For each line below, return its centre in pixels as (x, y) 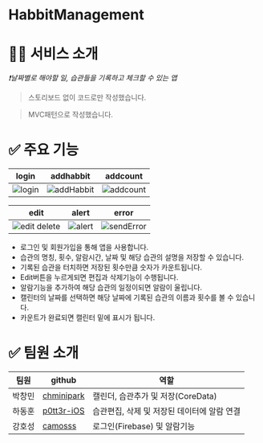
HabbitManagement (76, 15)
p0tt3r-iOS (64, 410)
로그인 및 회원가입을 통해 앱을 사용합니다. (84, 248)
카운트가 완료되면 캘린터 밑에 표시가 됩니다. (87, 318)
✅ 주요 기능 (43, 150)
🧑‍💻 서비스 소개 (53, 54)
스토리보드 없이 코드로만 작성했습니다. (87, 97)
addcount (124, 176)
